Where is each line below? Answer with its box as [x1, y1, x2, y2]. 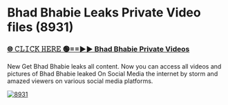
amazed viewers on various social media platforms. [7, 77, 153, 85]
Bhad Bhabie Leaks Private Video [7, 5, 202, 21]
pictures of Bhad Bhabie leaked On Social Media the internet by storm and [7, 70, 218, 78]
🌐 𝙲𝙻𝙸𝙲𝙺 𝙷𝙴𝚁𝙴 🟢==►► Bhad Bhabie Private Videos [7, 45, 190, 54]
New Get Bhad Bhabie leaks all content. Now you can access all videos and [7, 62, 222, 71]
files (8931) [7, 19, 74, 35]
